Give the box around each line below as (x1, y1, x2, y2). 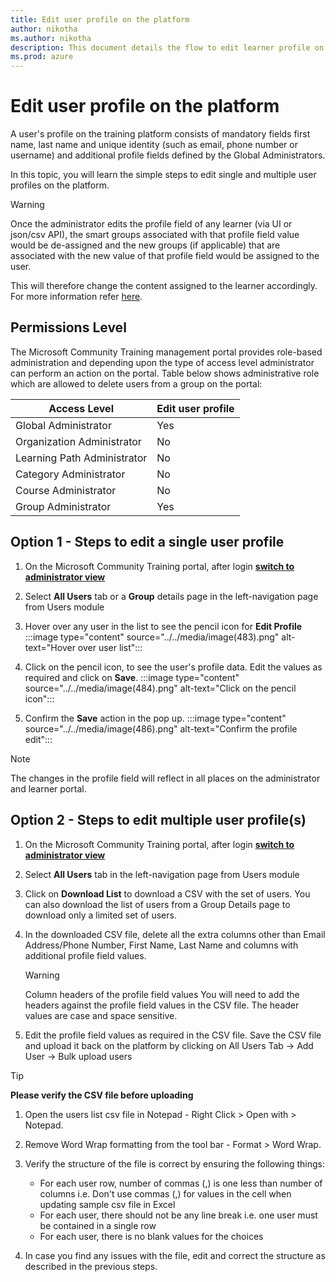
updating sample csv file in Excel (39, 1198, 176, 1210)
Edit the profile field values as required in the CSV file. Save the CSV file (24, 1029, 322, 1041)
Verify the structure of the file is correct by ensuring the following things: (24, 1157, 326, 1170)
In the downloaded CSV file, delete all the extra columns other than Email (24, 928, 326, 940)
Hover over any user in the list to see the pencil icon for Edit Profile (24, 620, 303, 632)
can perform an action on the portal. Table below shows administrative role (10, 367, 320, 379)
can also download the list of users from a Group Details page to (24, 898, 291, 910)
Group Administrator (15, 499, 112, 513)
